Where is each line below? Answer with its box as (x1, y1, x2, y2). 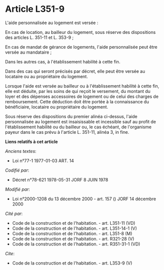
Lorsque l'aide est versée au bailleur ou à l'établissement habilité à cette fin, (5, 83, 160, 89)
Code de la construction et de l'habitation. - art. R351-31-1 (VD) (12, 241, 140, 247)
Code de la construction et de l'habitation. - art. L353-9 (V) (12, 260, 132, 266)
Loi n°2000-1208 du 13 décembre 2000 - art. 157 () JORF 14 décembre (12, 196, 156, 202)
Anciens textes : (5, 148, 37, 154)
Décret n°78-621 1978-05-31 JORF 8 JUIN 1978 (12, 177, 108, 182)
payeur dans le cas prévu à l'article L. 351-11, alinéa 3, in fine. (5, 129, 130, 135)
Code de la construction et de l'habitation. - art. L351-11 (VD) (12, 220, 135, 226)
